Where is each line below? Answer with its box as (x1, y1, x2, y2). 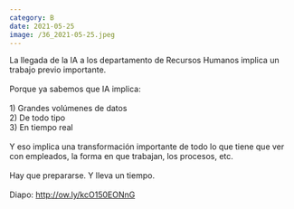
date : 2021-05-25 (9, 22, 75, 31)
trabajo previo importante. (9, 64, 107, 75)
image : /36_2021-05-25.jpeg (9, 30, 116, 39)
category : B (9, 13, 54, 23)
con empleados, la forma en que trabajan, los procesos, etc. (9, 151, 233, 162)
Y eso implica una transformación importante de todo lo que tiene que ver (9, 141, 285, 152)
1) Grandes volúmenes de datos (9, 103, 128, 114)
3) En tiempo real (9, 122, 74, 133)
